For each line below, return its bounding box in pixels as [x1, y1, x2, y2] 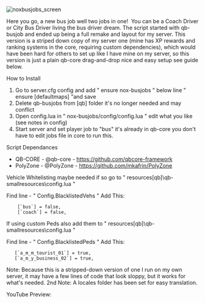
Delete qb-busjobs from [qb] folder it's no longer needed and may [15, 99, 182, 107]
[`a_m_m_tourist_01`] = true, [14, 250, 92, 256]
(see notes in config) [15, 119, 68, 126]
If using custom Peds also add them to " [6, 220, 107, 227]
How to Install [6, 75, 41, 82]
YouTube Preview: [6, 291, 52, 298]
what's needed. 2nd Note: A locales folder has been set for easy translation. [6, 279, 198, 286]
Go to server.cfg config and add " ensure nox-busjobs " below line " [15, 87, 186, 94]
